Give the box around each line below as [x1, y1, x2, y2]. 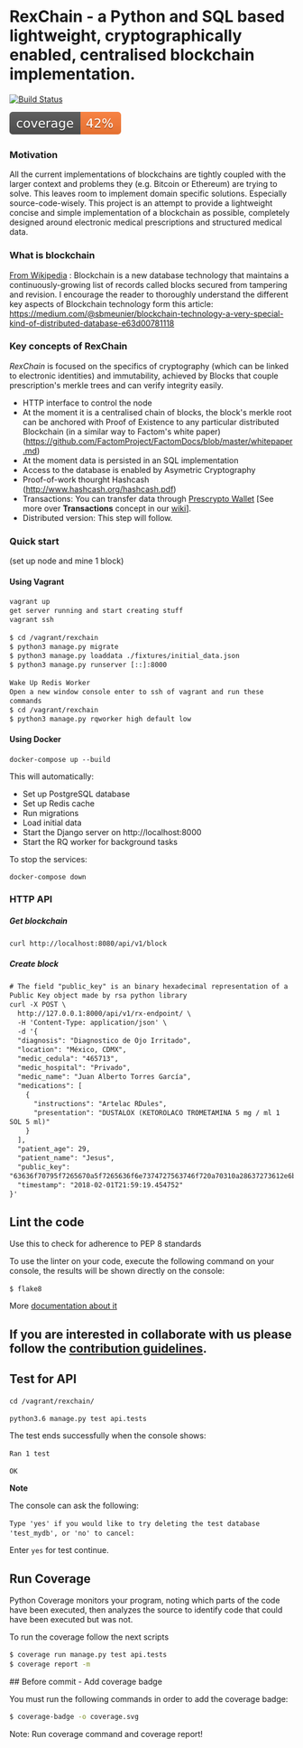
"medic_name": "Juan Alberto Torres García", [17, 1073, 192, 1082]
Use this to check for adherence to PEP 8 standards [9, 1239, 202, 1250]
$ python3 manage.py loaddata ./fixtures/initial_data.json [9, 652, 241, 661]
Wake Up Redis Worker [9, 679, 91, 688]
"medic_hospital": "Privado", [17, 1064, 131, 1073]
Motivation [9, 148, 59, 161]
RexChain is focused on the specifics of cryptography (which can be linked [9, 360, 289, 371]
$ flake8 [9, 1285, 42, 1294]
